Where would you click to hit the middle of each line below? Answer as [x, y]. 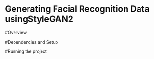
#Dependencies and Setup [32, 42]
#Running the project [26, 51]
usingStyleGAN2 [39, 19]
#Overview [16, 32]
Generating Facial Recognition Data [77, 9]
